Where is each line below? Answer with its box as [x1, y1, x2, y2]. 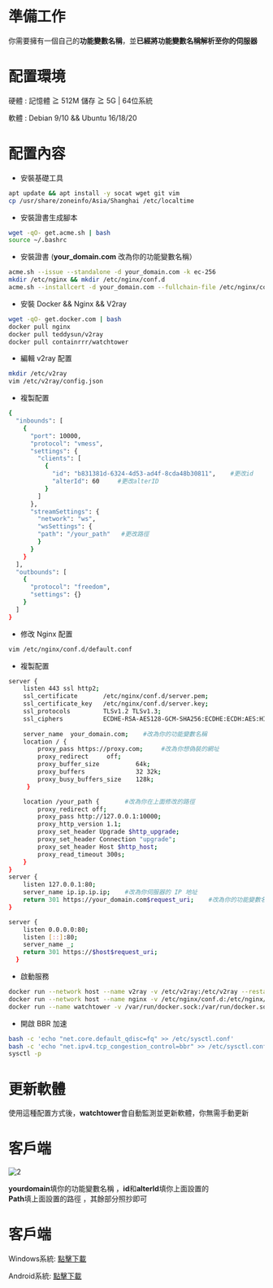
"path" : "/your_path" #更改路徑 [37, 530, 149, 539]
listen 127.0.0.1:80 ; [23, 881, 96, 889]
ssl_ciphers [23, 714, 63, 723]
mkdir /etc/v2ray [8, 370, 67, 378]
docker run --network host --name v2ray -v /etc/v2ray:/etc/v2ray [8, 988, 238, 996]
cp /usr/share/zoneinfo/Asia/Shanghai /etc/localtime [8, 197, 195, 205]
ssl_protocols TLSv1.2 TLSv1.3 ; [23, 708, 162, 716]
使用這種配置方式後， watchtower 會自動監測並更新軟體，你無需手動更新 [8, 1108, 249, 1118]
